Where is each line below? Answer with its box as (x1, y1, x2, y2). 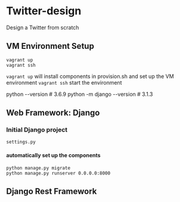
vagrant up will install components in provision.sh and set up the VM (6, 73, 174, 80)
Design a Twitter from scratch (6, 24, 79, 31)
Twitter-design (6, 4, 82, 18)
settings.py (6, 139, 36, 145)
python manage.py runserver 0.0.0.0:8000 (6, 170, 111, 176)
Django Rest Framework (6, 187, 97, 197)
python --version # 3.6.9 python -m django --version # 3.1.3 (6, 91, 153, 98)
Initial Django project (6, 126, 68, 134)
